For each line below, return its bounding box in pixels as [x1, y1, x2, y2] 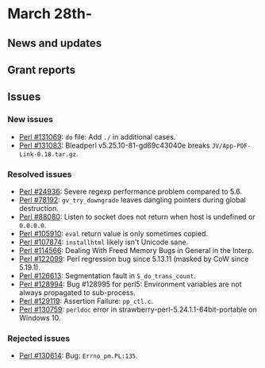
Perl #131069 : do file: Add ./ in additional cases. [18, 132, 176, 141]
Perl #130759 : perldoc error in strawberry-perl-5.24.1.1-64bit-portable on [18, 305, 257, 314]
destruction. [18, 203, 59, 213]
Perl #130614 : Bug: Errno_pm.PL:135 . [18, 351, 138, 361]
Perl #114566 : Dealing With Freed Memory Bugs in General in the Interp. [18, 245, 255, 255]
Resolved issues [7, 168, 72, 179]
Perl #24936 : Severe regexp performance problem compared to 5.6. [18, 186, 243, 196]
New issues [7, 114, 53, 125]
